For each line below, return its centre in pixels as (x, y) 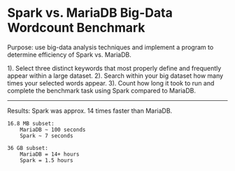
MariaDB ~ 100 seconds (53, 130)
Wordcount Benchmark (76, 28)
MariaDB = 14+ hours (50, 154)
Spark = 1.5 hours (47, 160)
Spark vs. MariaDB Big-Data (90, 13)
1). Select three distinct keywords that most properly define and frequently (114, 68)
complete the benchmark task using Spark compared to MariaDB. (102, 90)
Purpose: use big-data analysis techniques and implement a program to (111, 47)
